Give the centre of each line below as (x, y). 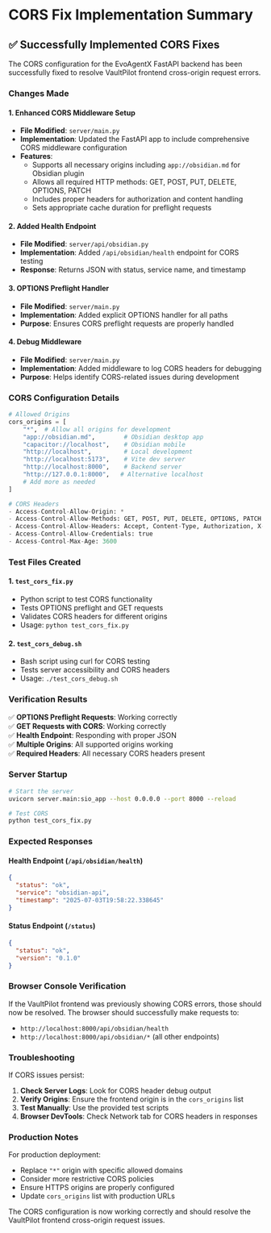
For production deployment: (54, 1155)
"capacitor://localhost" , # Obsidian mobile (104, 444)
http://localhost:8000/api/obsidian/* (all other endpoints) (120, 1036)
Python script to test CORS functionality (86, 599)
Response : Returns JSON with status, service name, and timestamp (133, 270)
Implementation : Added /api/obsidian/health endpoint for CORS (129, 252)
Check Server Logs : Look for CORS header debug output (115, 1091)
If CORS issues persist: (46, 1075)
